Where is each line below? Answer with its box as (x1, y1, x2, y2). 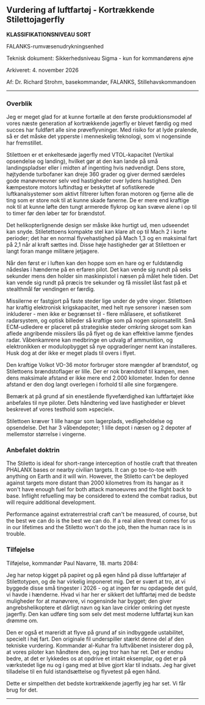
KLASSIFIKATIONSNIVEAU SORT (6, 31, 92, 38)
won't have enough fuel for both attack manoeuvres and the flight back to (6, 486, 192, 493)
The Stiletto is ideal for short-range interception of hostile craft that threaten (6, 459, 198, 467)
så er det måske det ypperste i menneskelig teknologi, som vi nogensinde (6, 133, 192, 140)
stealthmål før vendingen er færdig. (6, 285, 96, 293)
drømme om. (6, 617, 38, 624)
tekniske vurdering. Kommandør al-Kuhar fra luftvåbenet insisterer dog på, (6, 641, 194, 649)
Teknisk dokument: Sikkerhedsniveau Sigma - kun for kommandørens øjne (6, 55, 194, 62)
